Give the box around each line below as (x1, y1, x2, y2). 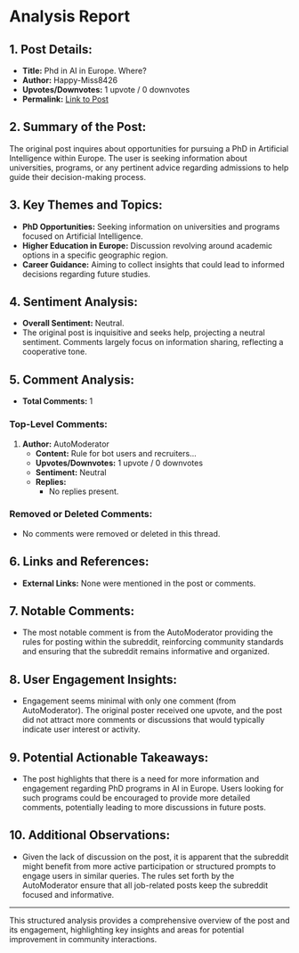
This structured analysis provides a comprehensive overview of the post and (9, 915, 290, 925)
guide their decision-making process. (9, 171, 147, 182)
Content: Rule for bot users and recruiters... (35, 448, 198, 458)
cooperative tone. (21, 346, 87, 357)
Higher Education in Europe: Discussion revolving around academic (21, 240, 273, 251)
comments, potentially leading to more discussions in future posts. (21, 802, 267, 813)
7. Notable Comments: (9, 604, 135, 619)
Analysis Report (9, 6, 131, 27)
